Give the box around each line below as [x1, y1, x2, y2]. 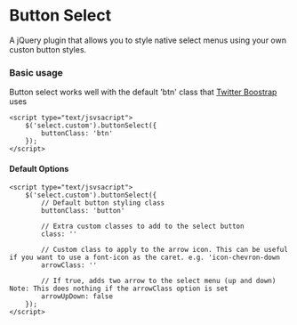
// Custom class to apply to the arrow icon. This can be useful [41, 246, 289, 255]
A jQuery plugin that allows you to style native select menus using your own [9, 35, 287, 45]
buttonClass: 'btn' [41, 129, 114, 138]
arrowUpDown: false [41, 292, 114, 301]
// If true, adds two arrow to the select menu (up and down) [41, 277, 277, 286]
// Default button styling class [41, 199, 165, 207]
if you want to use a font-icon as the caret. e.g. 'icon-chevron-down [9, 253, 280, 263]
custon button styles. [9, 44, 87, 54]
